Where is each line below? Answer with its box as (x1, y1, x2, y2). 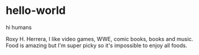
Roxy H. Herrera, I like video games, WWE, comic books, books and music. (5, 35, 194, 42)
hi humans (5, 24, 32, 31)
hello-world (5, 4, 66, 18)
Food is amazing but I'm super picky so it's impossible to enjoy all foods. (5, 42, 187, 49)
